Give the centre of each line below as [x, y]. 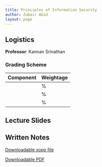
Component [22, 77]
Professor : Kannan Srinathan [35, 52]
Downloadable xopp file [29, 149]
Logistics [20, 39]
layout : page [19, 19]
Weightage [55, 77]
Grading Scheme [26, 65]
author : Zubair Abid [27, 15]
